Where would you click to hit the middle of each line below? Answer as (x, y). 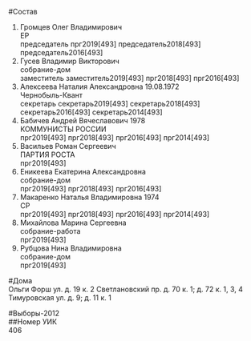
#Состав (23, 12)
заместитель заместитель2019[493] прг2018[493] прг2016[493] (130, 78)
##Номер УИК (33, 322)
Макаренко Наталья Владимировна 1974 (89, 197)
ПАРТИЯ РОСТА (47, 154)
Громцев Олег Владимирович (71, 27)
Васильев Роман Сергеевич (68, 146)
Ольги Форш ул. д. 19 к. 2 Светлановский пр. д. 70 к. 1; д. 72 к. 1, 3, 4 (125, 289)
